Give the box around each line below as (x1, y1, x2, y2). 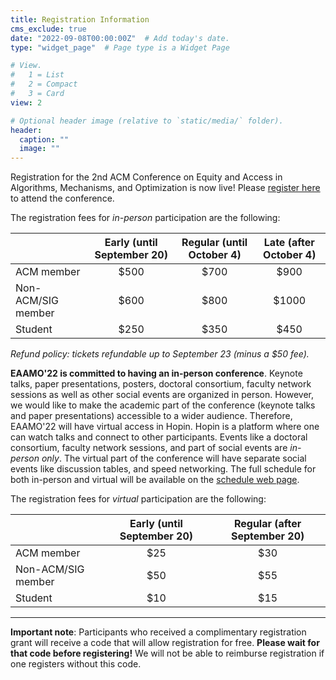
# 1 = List (10, 70, 65, 80)
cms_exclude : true (10, 24, 87, 34)
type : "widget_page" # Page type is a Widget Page (10, 42, 230, 53)
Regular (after (233, 517, 302, 531)
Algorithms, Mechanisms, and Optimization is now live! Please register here (10, 182, 321, 194)
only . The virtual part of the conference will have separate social (41, 452, 307, 465)
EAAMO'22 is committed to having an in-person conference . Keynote (10, 367, 303, 380)
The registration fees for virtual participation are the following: (10, 493, 267, 505)
